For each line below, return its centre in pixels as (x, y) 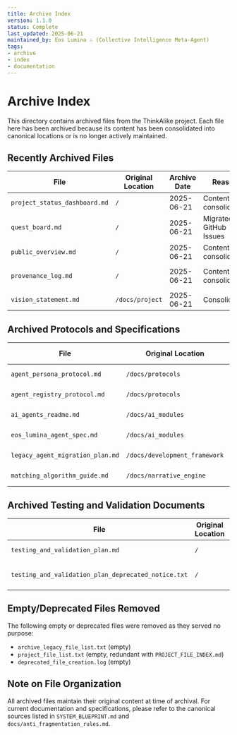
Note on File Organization (64, 684)
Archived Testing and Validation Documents (106, 505)
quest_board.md (36, 227)
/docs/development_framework (175, 455)
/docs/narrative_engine (166, 476)
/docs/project (139, 300)
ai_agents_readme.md (45, 415)
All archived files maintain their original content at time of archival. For (109, 701)
